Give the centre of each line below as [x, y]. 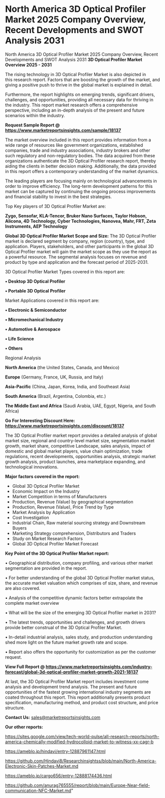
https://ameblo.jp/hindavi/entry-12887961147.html [55, 751]
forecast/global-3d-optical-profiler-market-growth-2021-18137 [72, 672]
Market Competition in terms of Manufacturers [59, 496]
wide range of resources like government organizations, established [74, 145]
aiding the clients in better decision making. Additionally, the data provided [81, 166]
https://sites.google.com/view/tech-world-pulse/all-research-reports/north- [82, 736]
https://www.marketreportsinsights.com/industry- [99, 667]
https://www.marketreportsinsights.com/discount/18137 [65, 425]
